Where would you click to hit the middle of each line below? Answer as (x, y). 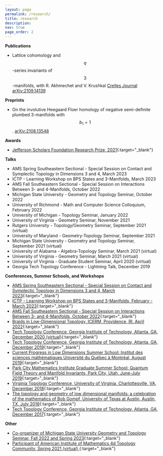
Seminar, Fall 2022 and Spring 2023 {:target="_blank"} (66, 438)
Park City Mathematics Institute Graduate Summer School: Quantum (80, 368)
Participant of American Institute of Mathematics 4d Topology (74, 443)
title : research (21, 18)
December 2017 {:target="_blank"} (46, 414)
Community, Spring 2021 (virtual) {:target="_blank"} (64, 448)
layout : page (18, 9)
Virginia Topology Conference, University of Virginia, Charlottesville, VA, (84, 383)
